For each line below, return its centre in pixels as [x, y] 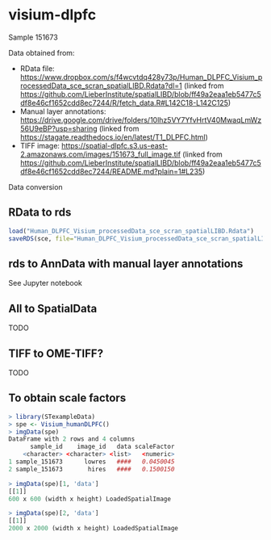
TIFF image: [40, 145]
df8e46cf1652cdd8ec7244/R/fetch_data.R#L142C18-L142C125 [124, 103]
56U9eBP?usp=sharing [58, 128]
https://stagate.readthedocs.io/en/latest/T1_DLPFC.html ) [114, 137]
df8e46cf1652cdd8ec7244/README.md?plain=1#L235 [111, 171]
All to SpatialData [53, 308]
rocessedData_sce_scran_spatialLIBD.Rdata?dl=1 [101, 86]
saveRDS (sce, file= [41, 239]
